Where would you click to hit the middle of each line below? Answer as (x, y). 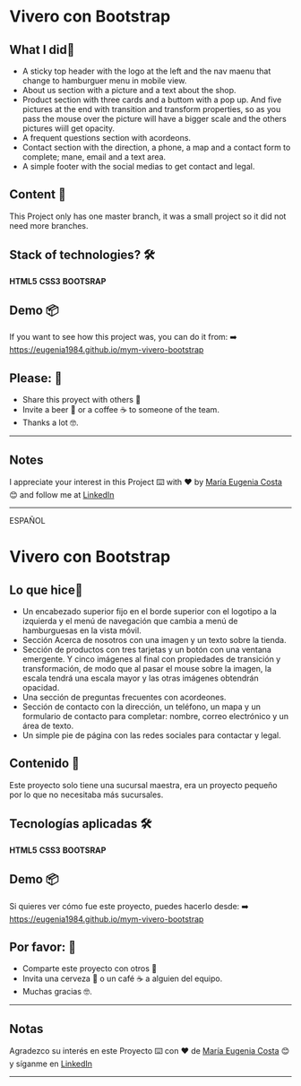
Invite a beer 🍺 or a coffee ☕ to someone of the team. (120, 410)
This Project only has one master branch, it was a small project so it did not (148, 216)
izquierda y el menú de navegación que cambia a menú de (130, 621)
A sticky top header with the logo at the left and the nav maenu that (146, 71)
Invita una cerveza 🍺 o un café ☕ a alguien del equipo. (122, 978)
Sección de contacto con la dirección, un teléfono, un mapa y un (142, 707)
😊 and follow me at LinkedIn (62, 495)
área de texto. (48, 726)
